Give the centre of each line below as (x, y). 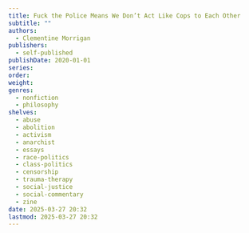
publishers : (28, 46)
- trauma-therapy (44, 180)
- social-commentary (49, 194)
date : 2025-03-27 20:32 (48, 209)
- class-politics (44, 165)
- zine (26, 202)
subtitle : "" (30, 23)
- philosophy (37, 105)
